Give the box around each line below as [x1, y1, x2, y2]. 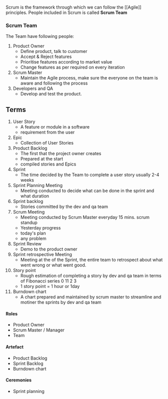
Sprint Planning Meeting [12, 182, 63, 188]
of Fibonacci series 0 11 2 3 [20, 278, 77, 284]
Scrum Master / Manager [12, 327, 64, 333]
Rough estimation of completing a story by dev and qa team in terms [20, 272, 162, 279]
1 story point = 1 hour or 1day [20, 283, 80, 289]
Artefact [5, 343, 24, 349]
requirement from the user [20, 129, 75, 135]
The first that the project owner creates [20, 150, 101, 156]
